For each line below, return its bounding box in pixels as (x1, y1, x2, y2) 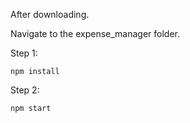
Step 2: (10, 84, 40, 96)
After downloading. (10, 9, 90, 20)
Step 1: (10, 47, 38, 59)
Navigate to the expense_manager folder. (10, 28, 181, 39)
